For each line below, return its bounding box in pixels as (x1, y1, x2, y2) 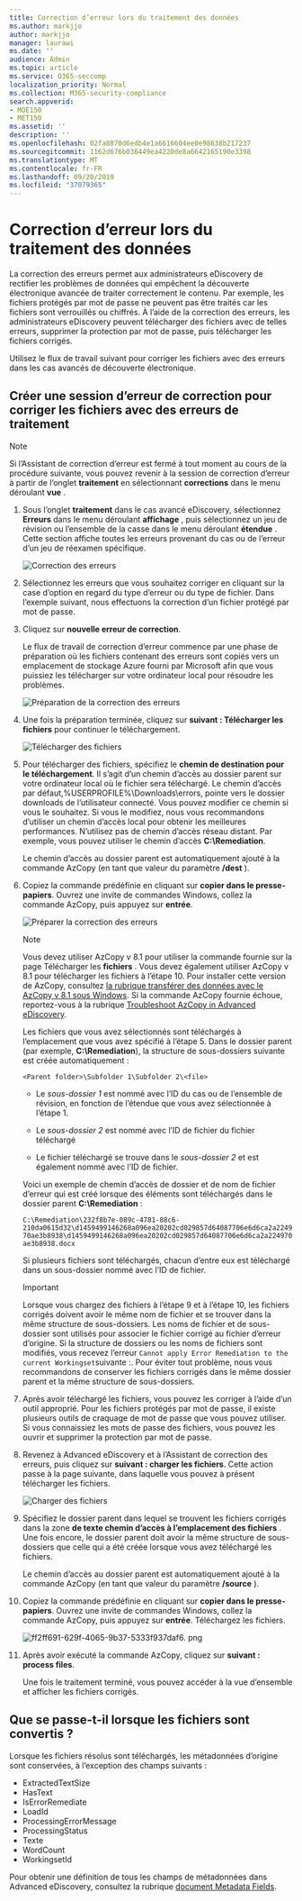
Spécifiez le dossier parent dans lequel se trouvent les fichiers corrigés (22, 1513, 287, 1524)
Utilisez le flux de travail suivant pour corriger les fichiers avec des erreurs (9, 353, 286, 364)
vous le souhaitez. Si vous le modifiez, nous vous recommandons (22, 806, 265, 817)
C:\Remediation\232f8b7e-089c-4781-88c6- (22, 1215, 180, 1224)
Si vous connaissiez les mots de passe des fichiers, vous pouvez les (22, 1422, 276, 1433)
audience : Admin (9, 55, 70, 64)
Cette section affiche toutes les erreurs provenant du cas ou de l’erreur (22, 532, 286, 543)
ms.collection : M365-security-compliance (9, 88, 167, 97)
